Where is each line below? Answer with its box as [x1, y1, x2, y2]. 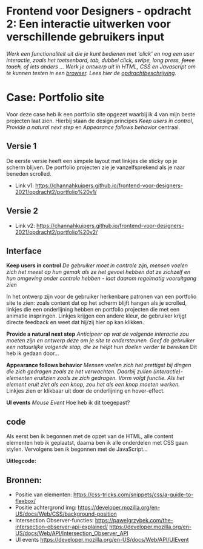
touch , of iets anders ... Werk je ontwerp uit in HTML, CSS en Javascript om [6, 62, 196, 70]
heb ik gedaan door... [6, 350, 59, 357]
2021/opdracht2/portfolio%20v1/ [15, 188, 97, 195]
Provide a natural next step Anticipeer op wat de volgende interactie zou [6, 330, 189, 338]
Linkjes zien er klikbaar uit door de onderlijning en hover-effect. [6, 387, 165, 394]
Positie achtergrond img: [15, 504, 77, 511]
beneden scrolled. [6, 170, 52, 177]
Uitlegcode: [6, 457, 36, 465]
